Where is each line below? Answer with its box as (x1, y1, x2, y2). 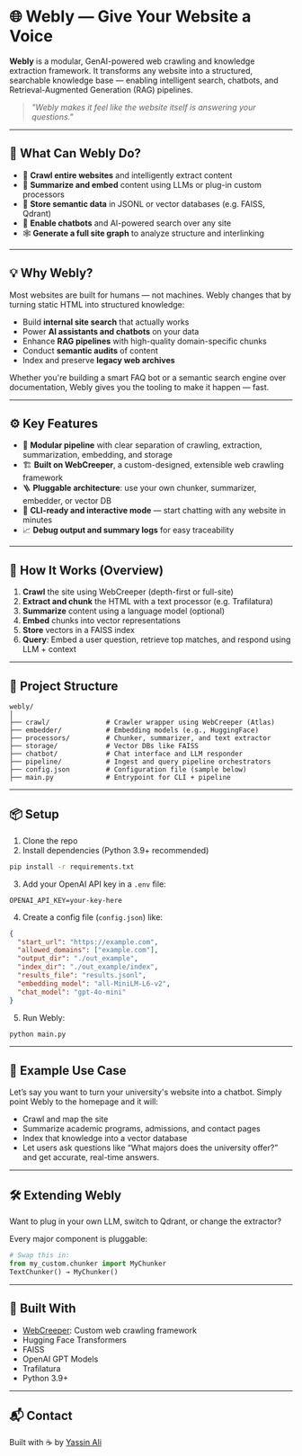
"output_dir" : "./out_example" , (17, 954, 139, 963)
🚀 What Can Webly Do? (9, 146, 142, 161)
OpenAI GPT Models (22, 1353, 99, 1364)
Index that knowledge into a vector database (22, 1133, 188, 1144)
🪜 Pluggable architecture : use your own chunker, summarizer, (22, 483, 257, 494)
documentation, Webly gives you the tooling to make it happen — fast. (9, 381, 270, 392)
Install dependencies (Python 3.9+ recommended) (22, 844, 209, 855)
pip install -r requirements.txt (9, 862, 135, 871)
